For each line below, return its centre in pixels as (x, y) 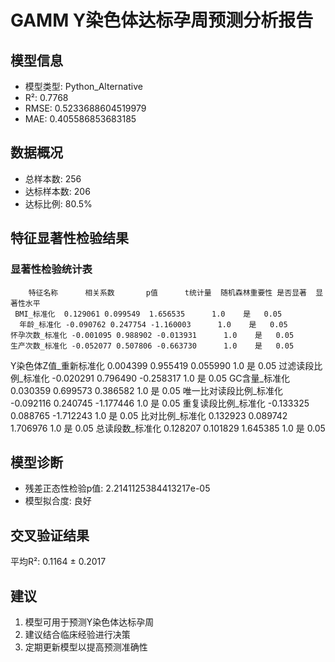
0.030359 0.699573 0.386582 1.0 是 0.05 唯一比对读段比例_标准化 (147, 390)
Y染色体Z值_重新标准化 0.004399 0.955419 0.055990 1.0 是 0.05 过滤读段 (162, 365)
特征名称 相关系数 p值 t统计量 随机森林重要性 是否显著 (167, 292)
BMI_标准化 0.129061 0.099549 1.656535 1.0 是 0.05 (148, 314)
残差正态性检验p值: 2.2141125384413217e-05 (117, 488)
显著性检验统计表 (51, 269)
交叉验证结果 (50, 535)
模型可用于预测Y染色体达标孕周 (89, 622)
